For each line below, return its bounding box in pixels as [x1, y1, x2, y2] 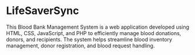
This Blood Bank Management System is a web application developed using [6, 23, 190, 30]
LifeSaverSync [6, 4, 79, 18]
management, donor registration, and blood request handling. [6, 42, 155, 49]
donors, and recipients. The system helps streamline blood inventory [6, 36, 172, 43]
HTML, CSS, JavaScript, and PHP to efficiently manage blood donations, [6, 29, 181, 36]
